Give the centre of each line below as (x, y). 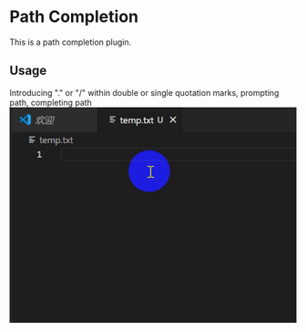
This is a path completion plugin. (71, 42)
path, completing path (51, 102)
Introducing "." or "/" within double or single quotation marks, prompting (144, 92)
